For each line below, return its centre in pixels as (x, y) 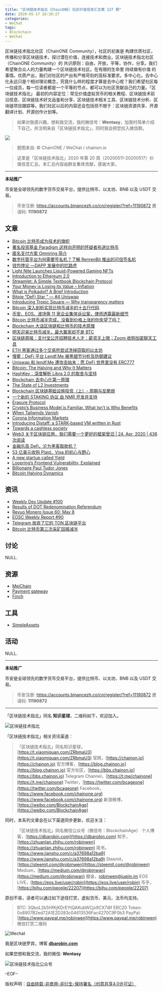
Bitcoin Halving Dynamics (38, 473)
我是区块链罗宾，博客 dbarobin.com (41, 943)
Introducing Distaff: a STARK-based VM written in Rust (66, 423)
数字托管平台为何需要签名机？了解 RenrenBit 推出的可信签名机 (74, 259)
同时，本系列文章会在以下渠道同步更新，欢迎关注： (56, 820)
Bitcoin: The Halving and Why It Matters (52, 368)
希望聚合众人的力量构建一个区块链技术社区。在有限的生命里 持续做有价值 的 (81, 69)
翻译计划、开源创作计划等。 (33, 112)
